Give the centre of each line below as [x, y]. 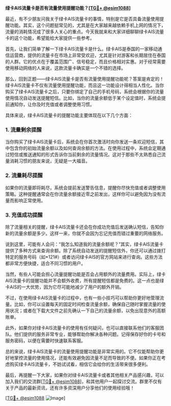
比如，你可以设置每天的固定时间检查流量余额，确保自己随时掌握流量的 [88, 304]
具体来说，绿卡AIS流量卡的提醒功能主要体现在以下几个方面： [69, 115]
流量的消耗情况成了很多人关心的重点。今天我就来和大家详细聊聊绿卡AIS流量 [85, 32]
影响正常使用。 [30, 200]
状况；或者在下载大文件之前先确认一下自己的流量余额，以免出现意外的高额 [88, 311]
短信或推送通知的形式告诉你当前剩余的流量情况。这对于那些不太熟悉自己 [85, 155]
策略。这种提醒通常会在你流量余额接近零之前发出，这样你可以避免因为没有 [83, 194]
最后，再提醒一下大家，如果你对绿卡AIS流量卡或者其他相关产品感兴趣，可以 [85, 375]
